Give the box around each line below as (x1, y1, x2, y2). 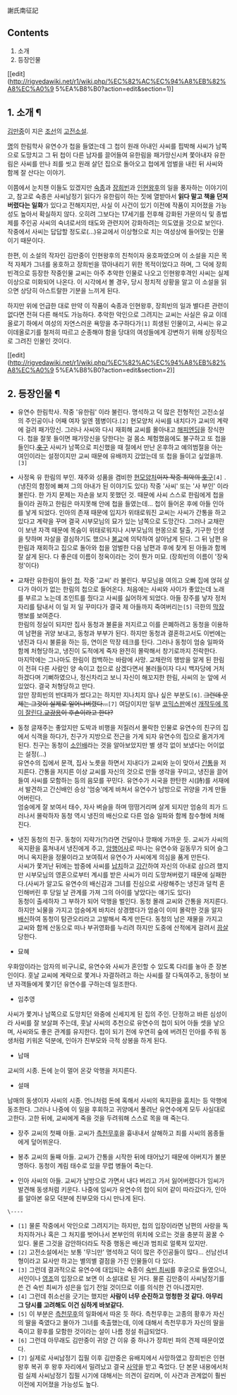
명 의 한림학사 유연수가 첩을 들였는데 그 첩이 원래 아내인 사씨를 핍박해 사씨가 (7, 142, 214, 150)
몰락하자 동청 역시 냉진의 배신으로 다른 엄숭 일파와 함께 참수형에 (36, 812, 212, 820)
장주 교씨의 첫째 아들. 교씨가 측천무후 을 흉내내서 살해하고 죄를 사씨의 (17, 1129, 206, 1138)
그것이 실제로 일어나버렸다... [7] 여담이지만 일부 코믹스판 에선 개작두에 (30, 700, 221, 708)
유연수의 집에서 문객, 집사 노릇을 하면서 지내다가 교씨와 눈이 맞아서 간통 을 (17, 759, 219, 767)
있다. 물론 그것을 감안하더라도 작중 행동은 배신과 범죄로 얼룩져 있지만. (17, 1239, 208, 1248)
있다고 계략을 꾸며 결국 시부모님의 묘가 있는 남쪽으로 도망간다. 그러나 (17, 517, 206, 525)
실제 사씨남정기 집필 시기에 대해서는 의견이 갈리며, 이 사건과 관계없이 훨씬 (25, 1371, 227, 1380)
